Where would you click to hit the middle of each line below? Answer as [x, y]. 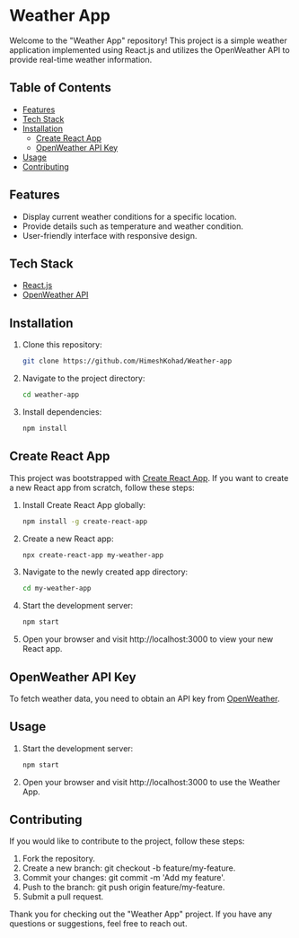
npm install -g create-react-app [85, 522]
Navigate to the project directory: [84, 379]
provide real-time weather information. [81, 59]
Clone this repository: [62, 345]
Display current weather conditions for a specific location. [129, 216]
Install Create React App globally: [84, 504]
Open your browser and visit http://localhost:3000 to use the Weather [151, 782]
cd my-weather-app [57, 589]
